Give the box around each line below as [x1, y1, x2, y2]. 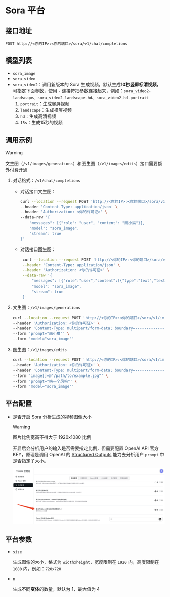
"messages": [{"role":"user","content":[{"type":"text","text [31, 278, 165, 284]
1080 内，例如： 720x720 [12, 565, 62, 572]
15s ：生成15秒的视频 [20, 119, 63, 125]
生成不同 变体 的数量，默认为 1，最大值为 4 [12, 586, 100, 592]
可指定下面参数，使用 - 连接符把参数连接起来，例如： [12, 87, 124, 94]
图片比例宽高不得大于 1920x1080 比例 [12, 434, 92, 441]
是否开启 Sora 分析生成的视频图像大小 [12, 414, 92, 420]
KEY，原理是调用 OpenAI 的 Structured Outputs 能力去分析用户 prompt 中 [12, 452, 164, 458]
